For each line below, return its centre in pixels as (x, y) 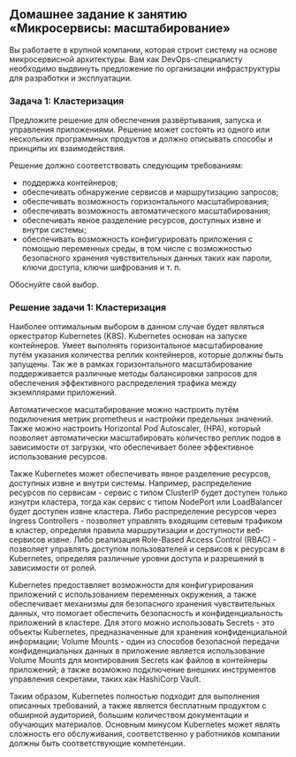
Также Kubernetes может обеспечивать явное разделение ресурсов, (140, 474)
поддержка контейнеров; (70, 183)
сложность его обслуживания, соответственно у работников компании (144, 734)
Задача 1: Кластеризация (67, 101)
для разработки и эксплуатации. (71, 78)
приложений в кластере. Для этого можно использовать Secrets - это (142, 622)
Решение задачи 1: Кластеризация (87, 307)
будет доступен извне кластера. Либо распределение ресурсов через (143, 512)
